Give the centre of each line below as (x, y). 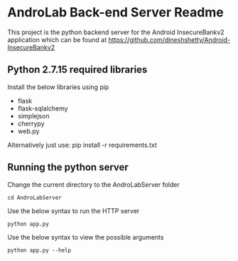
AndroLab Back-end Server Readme (115, 12)
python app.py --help (39, 250)
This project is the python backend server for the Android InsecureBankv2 (116, 32)
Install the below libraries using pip (58, 87)
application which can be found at (57, 39)
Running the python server (68, 167)
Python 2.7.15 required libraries (77, 70)
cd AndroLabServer (34, 198)
